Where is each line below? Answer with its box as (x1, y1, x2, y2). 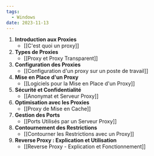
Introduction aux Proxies (14, 36, 77, 43)
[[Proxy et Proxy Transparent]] (23, 55, 98, 62)
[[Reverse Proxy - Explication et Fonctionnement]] (23, 143, 146, 150)
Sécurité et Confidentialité (14, 87, 82, 94)
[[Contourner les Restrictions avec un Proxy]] (23, 130, 134, 138)
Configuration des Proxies (14, 61, 81, 68)
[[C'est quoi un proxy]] (23, 42, 79, 49)
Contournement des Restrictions (14, 124, 98, 131)
